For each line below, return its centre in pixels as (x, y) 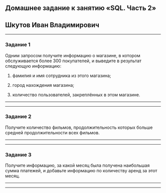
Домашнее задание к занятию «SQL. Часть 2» (81, 8)
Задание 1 (18, 45)
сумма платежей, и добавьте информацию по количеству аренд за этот (81, 171)
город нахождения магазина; (43, 85)
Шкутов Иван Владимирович (52, 25)
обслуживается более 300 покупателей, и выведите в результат (73, 61)
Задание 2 (18, 116)
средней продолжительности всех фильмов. (52, 132)
